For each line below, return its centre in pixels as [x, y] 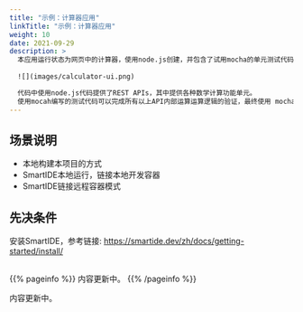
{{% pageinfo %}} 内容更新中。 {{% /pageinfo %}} [103, 279]
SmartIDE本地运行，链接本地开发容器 [91, 175]
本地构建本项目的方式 [62, 164]
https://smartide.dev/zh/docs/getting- [174, 241]
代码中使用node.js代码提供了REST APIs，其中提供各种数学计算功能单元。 [137, 93]
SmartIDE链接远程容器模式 [72, 186]
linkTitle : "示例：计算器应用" [63, 26]
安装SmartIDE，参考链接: [55, 241]
